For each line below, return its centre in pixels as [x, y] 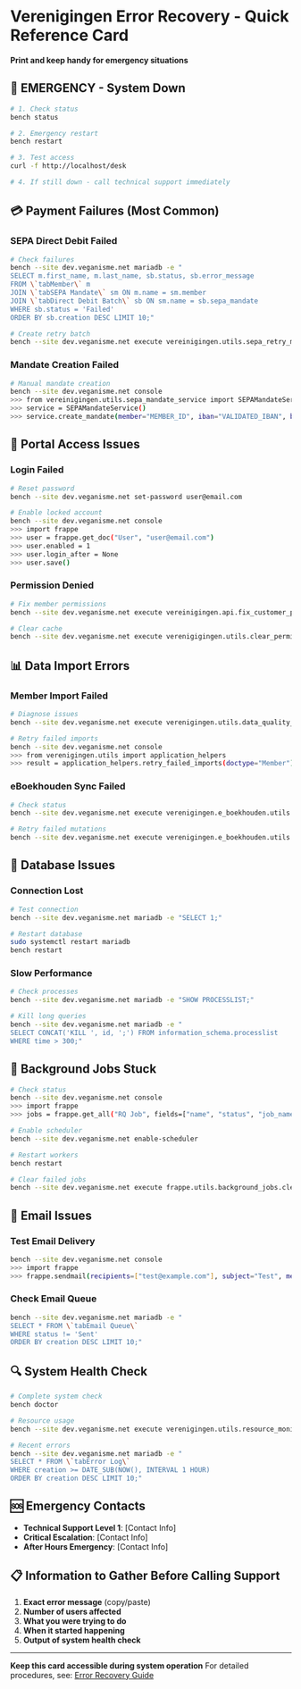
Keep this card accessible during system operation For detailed [130, 1665]
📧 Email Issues [51, 1215]
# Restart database [46, 934]
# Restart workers [44, 1155]
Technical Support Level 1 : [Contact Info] [100, 1527]
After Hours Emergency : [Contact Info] [96, 1546]
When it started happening [74, 1630]
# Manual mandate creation [60, 383]
